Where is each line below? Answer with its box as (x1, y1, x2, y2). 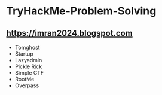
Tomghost (14, 44, 40, 51)
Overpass (14, 82, 39, 89)
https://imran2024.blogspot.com (6, 28, 133, 38)
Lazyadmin (14, 57, 42, 63)
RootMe (14, 76, 35, 82)
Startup (14, 50, 34, 57)
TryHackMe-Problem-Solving (6, 4, 157, 18)
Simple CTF (14, 69, 44, 76)
